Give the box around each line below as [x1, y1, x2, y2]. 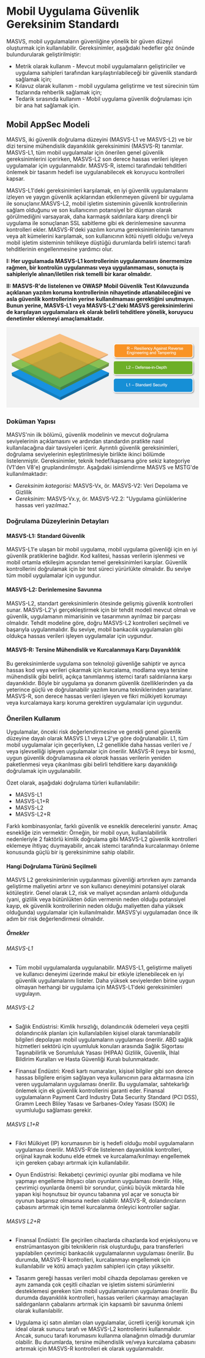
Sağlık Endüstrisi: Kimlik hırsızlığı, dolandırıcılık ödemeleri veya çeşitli [15, 1023, 189, 1030]
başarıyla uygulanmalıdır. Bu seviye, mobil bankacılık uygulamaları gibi [6, 626, 184, 633]
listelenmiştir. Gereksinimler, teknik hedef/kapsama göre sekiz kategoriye [6, 457, 191, 464]
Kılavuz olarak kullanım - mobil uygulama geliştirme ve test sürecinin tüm [15, 82, 199, 90]
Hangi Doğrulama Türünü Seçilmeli [6, 862, 97, 870]
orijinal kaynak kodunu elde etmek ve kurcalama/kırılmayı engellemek [15, 1153, 191, 1160]
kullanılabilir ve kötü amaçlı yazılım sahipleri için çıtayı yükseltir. [15, 1262, 175, 1270]
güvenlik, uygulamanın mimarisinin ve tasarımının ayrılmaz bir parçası [6, 612, 181, 620]
